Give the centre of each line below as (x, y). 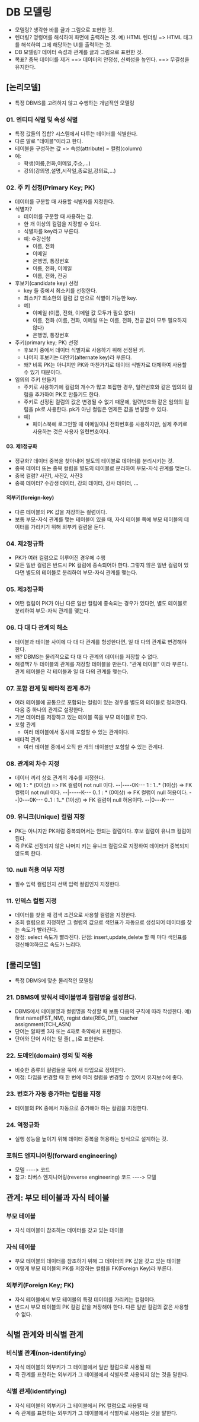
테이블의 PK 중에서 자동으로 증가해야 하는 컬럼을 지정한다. (81, 1108)
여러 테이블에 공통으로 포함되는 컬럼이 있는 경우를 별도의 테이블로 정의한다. (101, 702)
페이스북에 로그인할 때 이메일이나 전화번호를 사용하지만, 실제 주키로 (110, 424)
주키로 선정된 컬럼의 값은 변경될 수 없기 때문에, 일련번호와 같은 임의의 (103, 402)
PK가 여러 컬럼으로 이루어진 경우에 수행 (60, 558)
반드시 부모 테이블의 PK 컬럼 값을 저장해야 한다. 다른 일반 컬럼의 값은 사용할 (102, 1307)
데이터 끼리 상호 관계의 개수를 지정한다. (60, 777)
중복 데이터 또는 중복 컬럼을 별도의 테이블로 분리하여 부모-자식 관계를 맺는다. (103, 468)
